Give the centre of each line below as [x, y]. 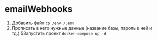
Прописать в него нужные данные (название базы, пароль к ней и [82, 28]
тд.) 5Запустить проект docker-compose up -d [59, 33]
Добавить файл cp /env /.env [43, 23]
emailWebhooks [39, 9]
